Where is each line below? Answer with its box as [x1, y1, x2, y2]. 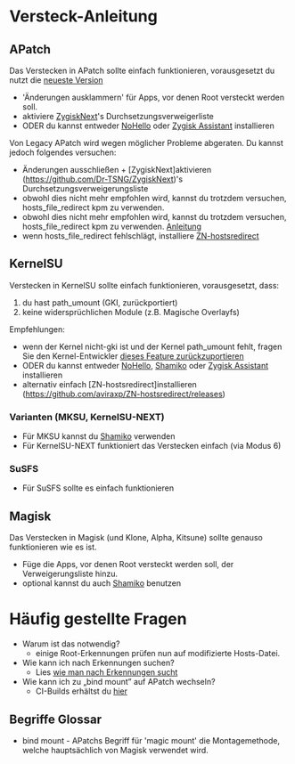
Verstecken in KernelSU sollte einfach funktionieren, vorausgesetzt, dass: [9, 280, 279, 290]
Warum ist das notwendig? [21, 638, 120, 649]
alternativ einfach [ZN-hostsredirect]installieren [21, 378, 198, 389]
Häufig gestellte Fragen [9, 609, 187, 630]
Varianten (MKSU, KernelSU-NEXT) [9, 410, 165, 423]
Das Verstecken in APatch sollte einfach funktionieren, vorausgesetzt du [9, 65, 275, 76]
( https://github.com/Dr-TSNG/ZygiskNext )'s [21, 174, 184, 184]
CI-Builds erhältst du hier [35, 686, 127, 696]
